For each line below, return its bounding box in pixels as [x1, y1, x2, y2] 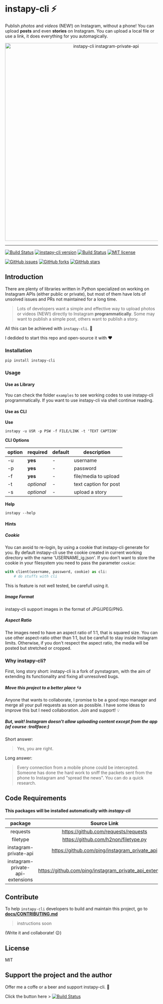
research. [16, 780, 36, 786]
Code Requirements [5, 794, 66, 802]
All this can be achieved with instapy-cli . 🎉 [5, 325, 93, 331]
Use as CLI [5, 408, 27, 414]
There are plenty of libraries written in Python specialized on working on [5, 285, 149, 292]
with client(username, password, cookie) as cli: [5, 569, 108, 574]
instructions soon [16, 921, 52, 927]
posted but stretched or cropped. [5, 645, 72, 651]
